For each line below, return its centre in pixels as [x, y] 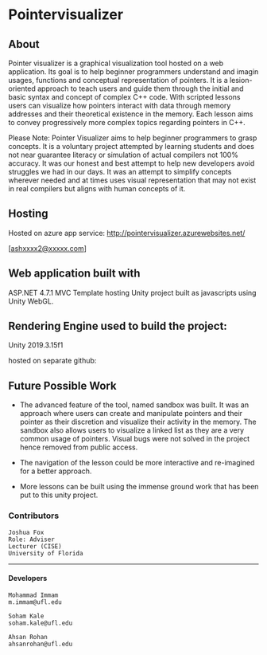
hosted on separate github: [52, 361]
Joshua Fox [26, 532]
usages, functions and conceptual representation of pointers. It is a [118, 80]
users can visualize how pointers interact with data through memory [120, 106]
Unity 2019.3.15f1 [36, 345]
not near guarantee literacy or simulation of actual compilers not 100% [123, 155]
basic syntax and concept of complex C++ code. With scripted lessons [124, 97]
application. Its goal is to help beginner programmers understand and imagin [133, 72]
